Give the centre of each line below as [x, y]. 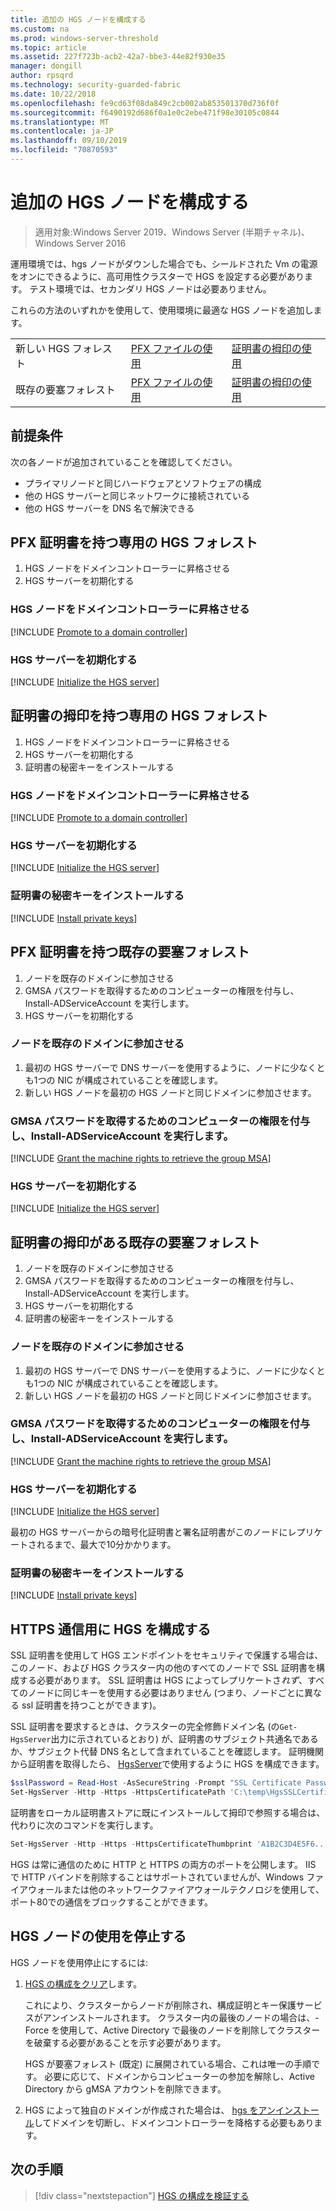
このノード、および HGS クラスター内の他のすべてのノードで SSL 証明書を [163, 1668]
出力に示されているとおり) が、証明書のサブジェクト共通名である [184, 1739]
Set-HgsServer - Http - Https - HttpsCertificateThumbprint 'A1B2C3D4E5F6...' [171, 1844]
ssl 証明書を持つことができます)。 [91, 1705]
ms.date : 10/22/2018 [53, 94]
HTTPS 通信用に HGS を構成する [111, 1629]
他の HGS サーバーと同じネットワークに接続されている [137, 495]
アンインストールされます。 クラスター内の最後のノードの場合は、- [181, 2017]
